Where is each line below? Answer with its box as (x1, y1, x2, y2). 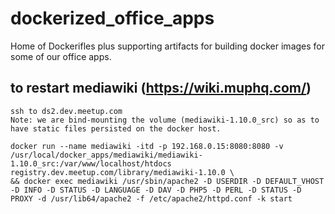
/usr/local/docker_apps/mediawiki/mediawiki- (10, 150, 203, 160)
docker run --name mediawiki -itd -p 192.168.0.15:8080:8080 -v (10, 141, 284, 151)
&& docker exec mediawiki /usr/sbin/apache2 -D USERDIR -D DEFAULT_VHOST (10, 176, 325, 186)
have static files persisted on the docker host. (10, 123, 222, 134)
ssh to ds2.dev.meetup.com (10, 106, 123, 116)
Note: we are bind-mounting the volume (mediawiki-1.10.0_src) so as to (10, 115, 320, 125)
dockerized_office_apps (10, 7, 215, 30)
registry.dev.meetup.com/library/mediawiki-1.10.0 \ (10, 167, 235, 177)
